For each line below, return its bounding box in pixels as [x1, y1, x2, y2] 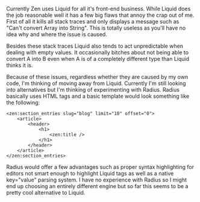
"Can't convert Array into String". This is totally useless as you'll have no [6, 24, 186, 31]
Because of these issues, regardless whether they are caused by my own [6, 74, 189, 80]
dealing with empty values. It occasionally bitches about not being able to [6, 49, 189, 56]
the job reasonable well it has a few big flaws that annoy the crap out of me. [6, 11, 195, 19]
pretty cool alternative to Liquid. [6, 189, 86, 196]
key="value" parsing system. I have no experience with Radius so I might [6, 176, 187, 183]
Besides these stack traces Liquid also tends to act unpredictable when [6, 42, 184, 49]
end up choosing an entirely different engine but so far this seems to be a [6, 183, 189, 189]
